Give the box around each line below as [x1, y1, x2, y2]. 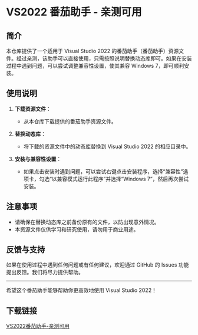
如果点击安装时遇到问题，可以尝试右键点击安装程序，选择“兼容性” [23, 167, 183, 175]
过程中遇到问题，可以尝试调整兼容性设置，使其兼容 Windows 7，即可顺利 [6, 63, 184, 69]
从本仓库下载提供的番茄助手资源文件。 [23, 117, 117, 124]
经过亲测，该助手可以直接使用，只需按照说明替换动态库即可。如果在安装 [16, 55, 192, 62]
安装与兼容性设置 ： [14, 155, 62, 162]
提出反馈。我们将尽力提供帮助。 [6, 269, 84, 276]
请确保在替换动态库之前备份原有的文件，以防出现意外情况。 [14, 218, 160, 225]
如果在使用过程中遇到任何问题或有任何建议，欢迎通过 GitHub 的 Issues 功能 [6, 261, 189, 268]
